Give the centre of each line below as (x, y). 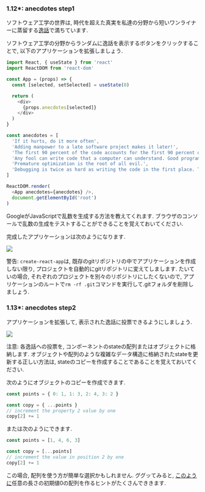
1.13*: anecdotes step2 (41, 308)
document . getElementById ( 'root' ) (54, 198)
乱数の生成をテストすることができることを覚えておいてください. (103, 223)
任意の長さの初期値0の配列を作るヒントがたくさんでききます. (89, 483)
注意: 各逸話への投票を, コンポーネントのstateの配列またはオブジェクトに (99, 346)
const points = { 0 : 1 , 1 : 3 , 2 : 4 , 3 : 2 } (63, 394)
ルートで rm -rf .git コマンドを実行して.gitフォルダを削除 (116, 284)
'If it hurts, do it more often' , (56, 141)
